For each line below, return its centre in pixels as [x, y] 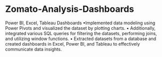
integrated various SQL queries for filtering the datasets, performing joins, [81, 33]
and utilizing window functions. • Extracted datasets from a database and [81, 39]
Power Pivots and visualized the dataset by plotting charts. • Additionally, [80, 28]
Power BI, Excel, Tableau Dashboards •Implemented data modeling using [80, 23]
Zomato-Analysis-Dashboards [70, 9]
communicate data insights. [34, 49]
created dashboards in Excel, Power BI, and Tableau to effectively [73, 44]
